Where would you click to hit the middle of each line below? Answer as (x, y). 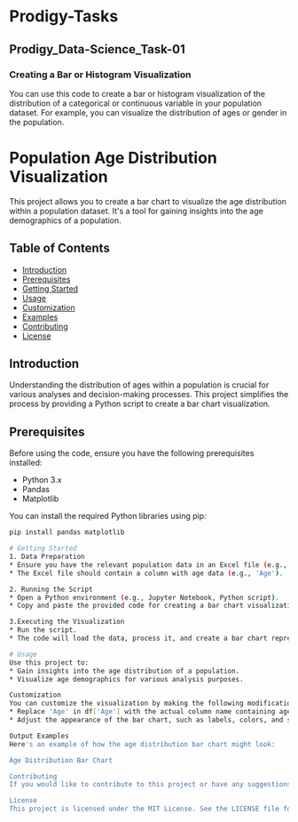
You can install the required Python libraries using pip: (108, 516)
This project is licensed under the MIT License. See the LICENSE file (144, 809)
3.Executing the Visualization (67, 622)
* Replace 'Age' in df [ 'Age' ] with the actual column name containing (142, 712)
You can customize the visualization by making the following (126, 704)
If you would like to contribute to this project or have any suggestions (150, 785)
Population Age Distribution (113, 158)
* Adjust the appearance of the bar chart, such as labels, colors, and (146, 720)
